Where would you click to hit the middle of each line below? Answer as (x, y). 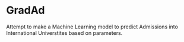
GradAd (26, 10)
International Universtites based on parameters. (64, 33)
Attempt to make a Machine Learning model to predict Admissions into (92, 27)
